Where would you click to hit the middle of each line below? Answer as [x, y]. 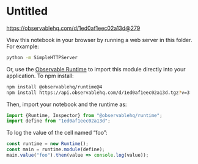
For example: [23, 46]
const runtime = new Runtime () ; [47, 144]
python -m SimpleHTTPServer [42, 57]
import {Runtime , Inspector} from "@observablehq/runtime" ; [85, 115]
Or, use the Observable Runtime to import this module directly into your [96, 69]
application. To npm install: [40, 76]
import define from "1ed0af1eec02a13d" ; [59, 121]
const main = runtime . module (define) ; [56, 150]
